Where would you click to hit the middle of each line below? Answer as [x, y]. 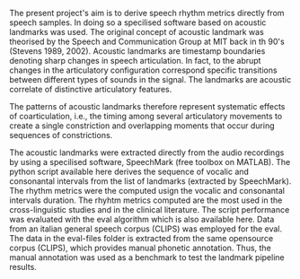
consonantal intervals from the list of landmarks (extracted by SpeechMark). [150, 181]
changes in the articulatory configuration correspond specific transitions [143, 70]
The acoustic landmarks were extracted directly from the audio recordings [147, 153]
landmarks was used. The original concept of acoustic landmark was [137, 32]
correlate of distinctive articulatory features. [91, 89]
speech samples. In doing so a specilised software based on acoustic [138, 22]
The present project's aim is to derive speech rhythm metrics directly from [147, 13]
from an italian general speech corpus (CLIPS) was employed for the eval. [146, 229]
